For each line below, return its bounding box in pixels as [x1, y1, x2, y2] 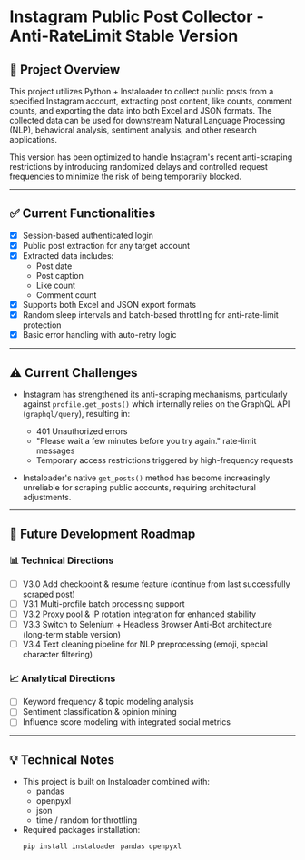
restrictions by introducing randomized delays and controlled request [9, 162, 268, 172]
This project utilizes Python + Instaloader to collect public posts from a [9, 86, 274, 96]
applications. [9, 134, 57, 144]
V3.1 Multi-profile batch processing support [22, 598, 185, 609]
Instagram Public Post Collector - [9, 6, 265, 27]
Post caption [35, 271, 84, 281]
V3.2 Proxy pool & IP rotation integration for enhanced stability [22, 608, 257, 619]
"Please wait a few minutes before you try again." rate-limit [35, 436, 257, 446]
